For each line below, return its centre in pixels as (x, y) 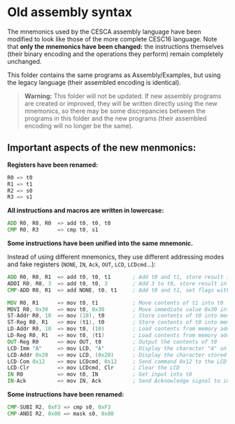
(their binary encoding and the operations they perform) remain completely (115, 54)
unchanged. (24, 61)
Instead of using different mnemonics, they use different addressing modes (116, 257)
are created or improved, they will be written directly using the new (121, 103)
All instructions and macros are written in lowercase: (86, 210)
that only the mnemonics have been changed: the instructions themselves (115, 46)
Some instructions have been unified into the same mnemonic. (100, 243)
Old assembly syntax (70, 12)
